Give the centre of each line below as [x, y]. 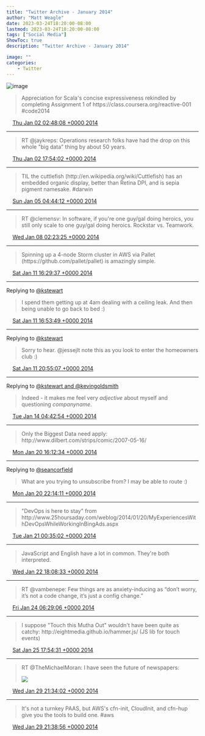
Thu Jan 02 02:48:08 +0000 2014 [55, 122]
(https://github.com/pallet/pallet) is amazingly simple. [88, 261]
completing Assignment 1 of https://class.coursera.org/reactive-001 [106, 104]
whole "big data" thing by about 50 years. [74, 147]
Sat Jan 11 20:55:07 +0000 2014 [52, 368]
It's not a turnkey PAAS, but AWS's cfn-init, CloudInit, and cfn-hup [104, 708]
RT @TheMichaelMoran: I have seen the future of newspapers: [100, 668]
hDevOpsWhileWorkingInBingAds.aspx [70, 524]
